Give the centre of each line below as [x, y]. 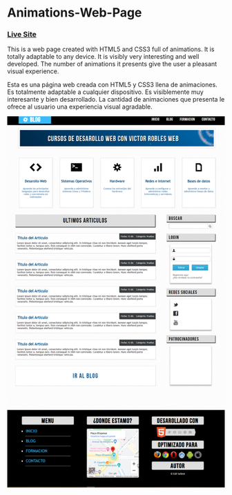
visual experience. [33, 71]
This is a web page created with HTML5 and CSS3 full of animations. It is [111, 49]
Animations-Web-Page [75, 13]
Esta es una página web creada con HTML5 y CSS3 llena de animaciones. [112, 85]
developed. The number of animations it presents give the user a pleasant [112, 64]
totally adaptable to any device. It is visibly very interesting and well [103, 57]
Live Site [22, 35]
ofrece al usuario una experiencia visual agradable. [80, 107]
